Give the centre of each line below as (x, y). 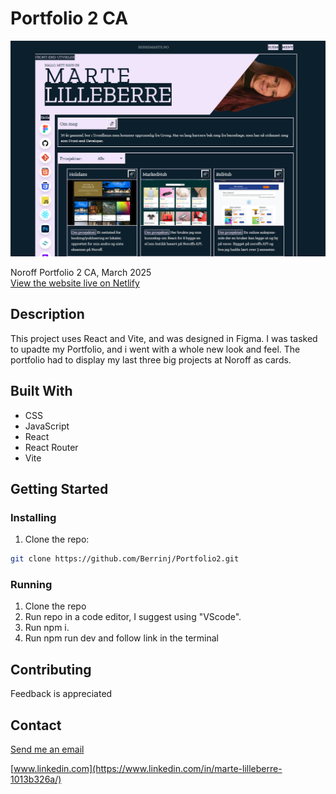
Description (47, 314)
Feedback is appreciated (61, 694)
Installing (33, 517)
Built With (41, 391)
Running (31, 585)
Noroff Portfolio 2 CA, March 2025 (81, 272)
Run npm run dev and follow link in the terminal (121, 638)
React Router (51, 447)
